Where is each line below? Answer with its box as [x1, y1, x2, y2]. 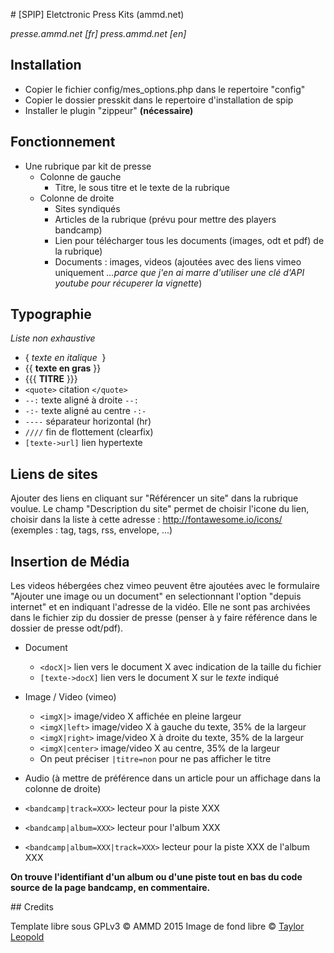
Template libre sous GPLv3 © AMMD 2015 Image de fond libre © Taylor [10, 920, 305, 933]
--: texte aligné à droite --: [24, 394, 139, 406]
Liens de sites [10, 465, 98, 483]
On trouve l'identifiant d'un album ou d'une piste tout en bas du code [10, 871, 303, 883]
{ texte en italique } [24, 352, 107, 364]
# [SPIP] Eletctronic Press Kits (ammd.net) [10, 9, 185, 20]
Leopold [10, 931, 45, 943]
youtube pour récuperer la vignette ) [54, 277, 203, 289]
